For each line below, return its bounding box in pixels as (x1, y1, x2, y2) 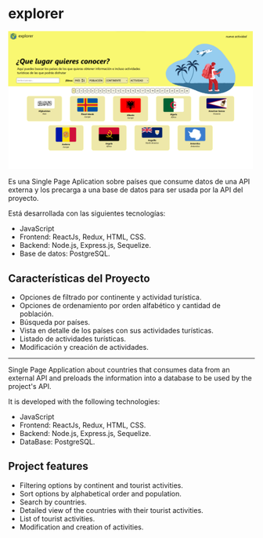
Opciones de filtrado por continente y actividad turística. (19, 293, 202, 302)
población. (19, 309, 54, 318)
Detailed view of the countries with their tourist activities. (19, 505, 204, 514)
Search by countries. (19, 497, 88, 507)
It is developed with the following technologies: (8, 397, 160, 406)
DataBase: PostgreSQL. (19, 437, 95, 446)
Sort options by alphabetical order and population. (19, 489, 182, 498)
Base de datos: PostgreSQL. (19, 249, 111, 259)
